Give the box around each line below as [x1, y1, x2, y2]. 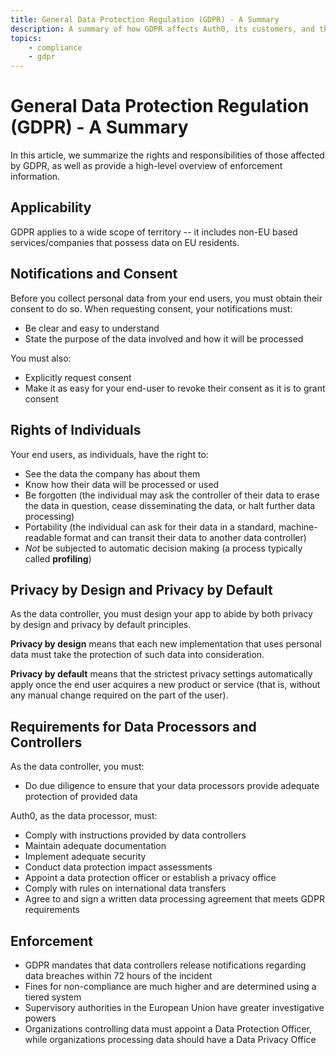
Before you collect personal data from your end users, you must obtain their [10, 292, 323, 304]
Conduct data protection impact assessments [24, 861, 213, 873]
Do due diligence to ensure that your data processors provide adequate [24, 780, 320, 792]
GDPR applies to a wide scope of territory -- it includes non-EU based [10, 226, 298, 238]
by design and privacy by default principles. [10, 619, 192, 631]
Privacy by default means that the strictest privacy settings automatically [10, 668, 313, 680]
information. [10, 171, 61, 183]
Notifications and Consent [10, 266, 178, 283]
